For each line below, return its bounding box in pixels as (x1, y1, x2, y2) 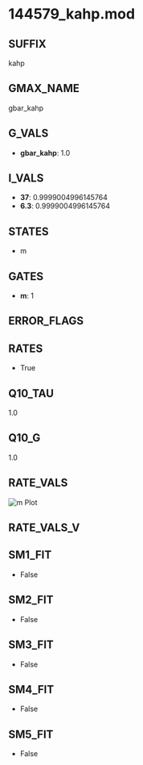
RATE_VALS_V (8, 521, 80, 535)
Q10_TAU (8, 387, 55, 400)
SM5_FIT (8, 727, 54, 741)
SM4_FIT (8, 683, 55, 696)
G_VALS (8, 127, 49, 140)
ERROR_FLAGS (8, 314, 84, 328)
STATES (8, 224, 50, 238)
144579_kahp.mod (8, 5, 135, 23)
